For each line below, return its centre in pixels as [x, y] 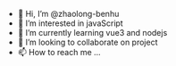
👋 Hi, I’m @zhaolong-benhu [68, 14]
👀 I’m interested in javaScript [70, 23]
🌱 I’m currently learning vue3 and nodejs [92, 33]
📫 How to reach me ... [59, 52]
